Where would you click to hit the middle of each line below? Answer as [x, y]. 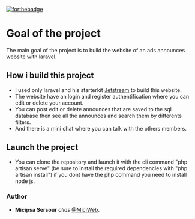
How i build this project [50, 76]
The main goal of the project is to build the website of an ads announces [96, 50]
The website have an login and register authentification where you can [102, 96]
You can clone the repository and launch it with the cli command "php [101, 162]
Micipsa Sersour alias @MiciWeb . [57, 209]
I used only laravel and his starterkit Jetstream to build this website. [98, 90]
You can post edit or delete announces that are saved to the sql [93, 109]
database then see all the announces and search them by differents [98, 116]
